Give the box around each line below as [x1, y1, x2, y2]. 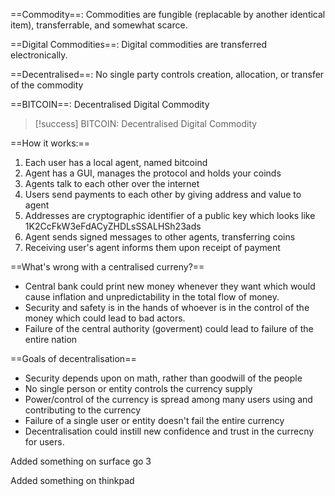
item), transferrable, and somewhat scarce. [10, 19, 188, 31]
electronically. [10, 49, 68, 61]
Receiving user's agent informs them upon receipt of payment [24, 242, 281, 253]
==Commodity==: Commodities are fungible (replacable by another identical [10, 9, 326, 20]
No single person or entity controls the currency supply [24, 383, 253, 394]
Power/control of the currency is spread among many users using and [24, 394, 313, 405]
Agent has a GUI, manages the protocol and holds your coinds [24, 167, 282, 179]
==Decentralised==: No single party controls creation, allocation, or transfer [10, 69, 325, 80]
